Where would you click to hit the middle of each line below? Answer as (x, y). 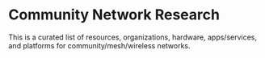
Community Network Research (114, 15)
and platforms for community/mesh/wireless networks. (100, 45)
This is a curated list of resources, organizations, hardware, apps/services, (132, 37)
